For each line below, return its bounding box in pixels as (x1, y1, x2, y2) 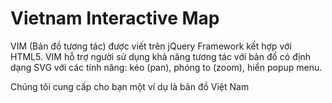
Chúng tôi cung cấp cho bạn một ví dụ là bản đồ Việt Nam (10, 80, 250, 92)
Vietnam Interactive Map (10, 7, 220, 30)
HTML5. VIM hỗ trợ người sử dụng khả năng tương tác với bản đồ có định (10, 50, 312, 62)
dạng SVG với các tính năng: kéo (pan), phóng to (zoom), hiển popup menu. (10, 61, 323, 73)
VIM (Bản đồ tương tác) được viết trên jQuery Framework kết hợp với (10, 40, 292, 52)
